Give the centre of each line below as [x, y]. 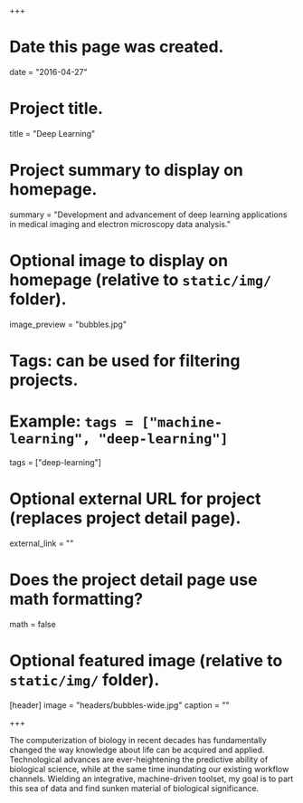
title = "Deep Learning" [52, 133]
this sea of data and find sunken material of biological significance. [134, 788]
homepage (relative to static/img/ [141, 280]
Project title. [57, 109]
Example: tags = [71, 421]
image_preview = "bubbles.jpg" [68, 324]
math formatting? [76, 599]
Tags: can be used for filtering [125, 361]
